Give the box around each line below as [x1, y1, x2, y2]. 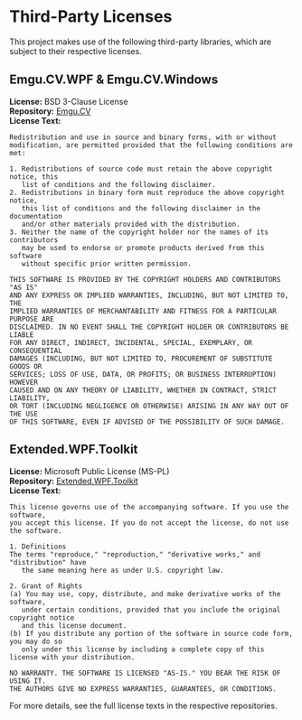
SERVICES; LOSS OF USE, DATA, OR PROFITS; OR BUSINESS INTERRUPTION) [9, 369, 278, 379]
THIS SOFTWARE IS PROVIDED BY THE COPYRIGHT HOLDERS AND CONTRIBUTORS [9, 275, 281, 284]
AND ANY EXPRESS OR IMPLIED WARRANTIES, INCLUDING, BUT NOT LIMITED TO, [9, 291, 289, 300]
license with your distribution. [9, 652, 136, 661]
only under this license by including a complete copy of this [21, 644, 265, 654]
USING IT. [9, 676, 47, 686]
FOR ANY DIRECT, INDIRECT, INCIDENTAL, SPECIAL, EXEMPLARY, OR [9, 338, 253, 347]
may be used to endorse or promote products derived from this [21, 243, 265, 252]
